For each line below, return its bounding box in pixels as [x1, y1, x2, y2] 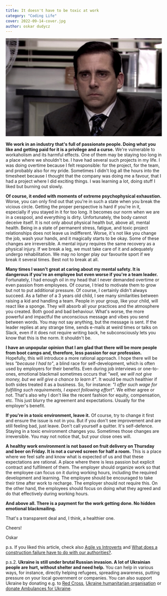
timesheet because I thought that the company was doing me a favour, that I [5, 173, 162, 179]
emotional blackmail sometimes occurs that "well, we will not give [18, 371, 152, 377]
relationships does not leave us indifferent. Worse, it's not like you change [5, 230, 157, 236]
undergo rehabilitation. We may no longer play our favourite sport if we [5, 251, 150, 257]
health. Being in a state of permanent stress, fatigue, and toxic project [5, 225, 148, 231]
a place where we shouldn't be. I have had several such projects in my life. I [5, 157, 160, 163]
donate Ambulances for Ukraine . [5, 586, 72, 592]
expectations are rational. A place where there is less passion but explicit [5, 459, 155, 465]
